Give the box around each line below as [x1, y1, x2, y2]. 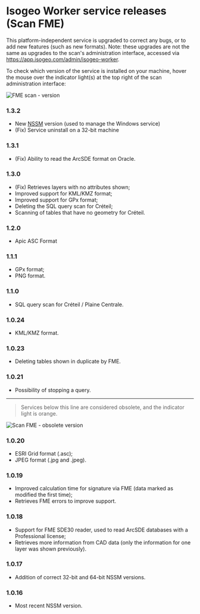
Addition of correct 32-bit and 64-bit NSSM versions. [14, 573, 146, 581]
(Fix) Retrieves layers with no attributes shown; [14, 184, 130, 191]
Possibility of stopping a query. [14, 386, 91, 393]
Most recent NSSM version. [14, 602, 83, 609]
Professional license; [14, 532, 67, 539]
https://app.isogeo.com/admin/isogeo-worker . [6, 56, 120, 63]
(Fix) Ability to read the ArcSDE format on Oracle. [14, 155, 136, 162]
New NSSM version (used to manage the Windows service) [14, 120, 161, 127]
